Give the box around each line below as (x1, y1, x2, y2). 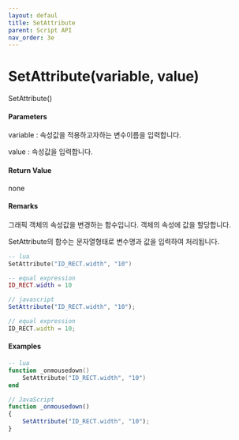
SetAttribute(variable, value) (8, 68, 200, 85)
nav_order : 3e (8, 33, 55, 42)
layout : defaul (8, 11, 58, 20)
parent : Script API (8, 26, 73, 34)
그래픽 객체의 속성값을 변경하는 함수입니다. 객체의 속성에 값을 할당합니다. (8, 220, 231, 229)
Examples (8, 341, 42, 352)
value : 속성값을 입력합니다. (8, 147, 93, 156)
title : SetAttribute (8, 19, 77, 27)
